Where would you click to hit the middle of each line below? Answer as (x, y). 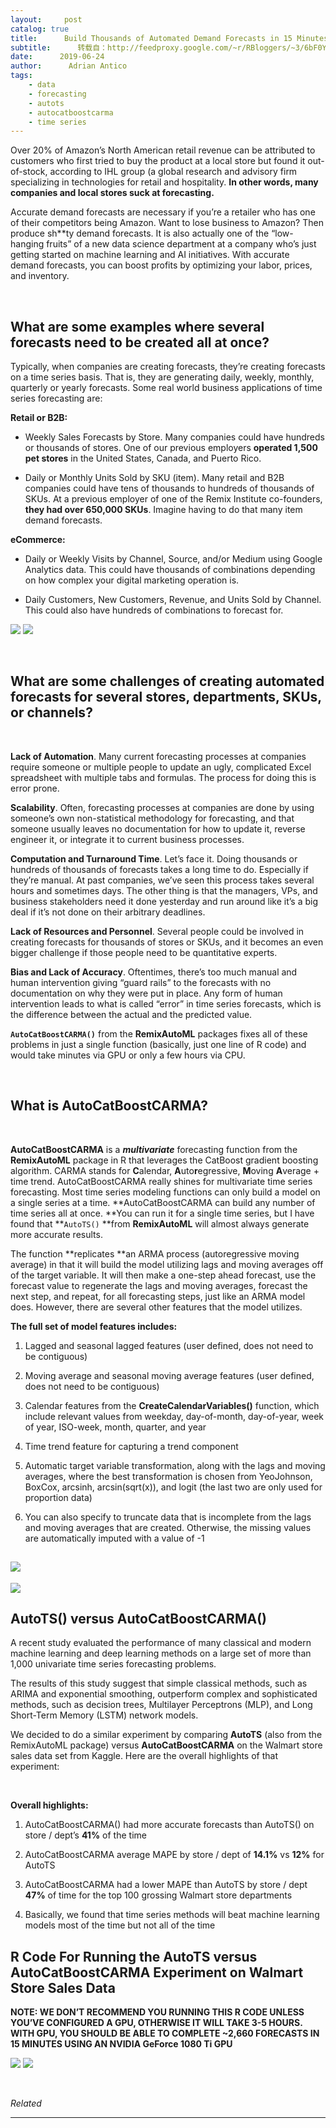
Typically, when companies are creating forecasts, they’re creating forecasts (168, 367)
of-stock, (29, 172)
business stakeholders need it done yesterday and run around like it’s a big (164, 901)
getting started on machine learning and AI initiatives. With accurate (150, 255)
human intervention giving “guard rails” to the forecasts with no (141, 982)
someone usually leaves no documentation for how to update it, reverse (158, 828)
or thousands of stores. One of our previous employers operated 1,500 (171, 448)
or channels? (51, 712)
